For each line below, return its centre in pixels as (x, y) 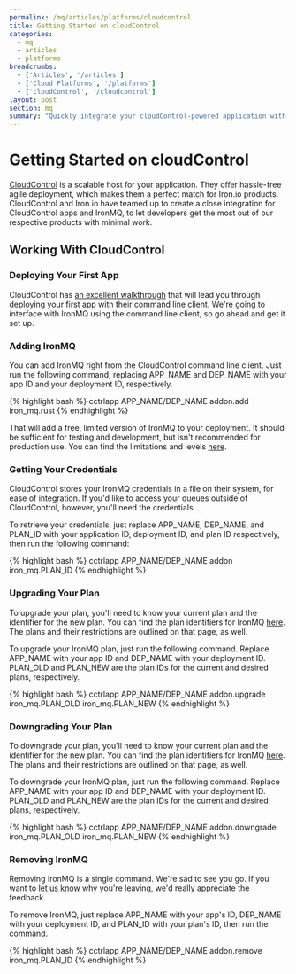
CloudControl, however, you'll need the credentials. (102, 508)
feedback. (27, 898)
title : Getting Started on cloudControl (85, 26)
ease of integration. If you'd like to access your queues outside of (129, 498)
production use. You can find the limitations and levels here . (118, 447)
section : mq (31, 108)
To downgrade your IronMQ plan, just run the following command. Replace (144, 782)
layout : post (33, 100)
